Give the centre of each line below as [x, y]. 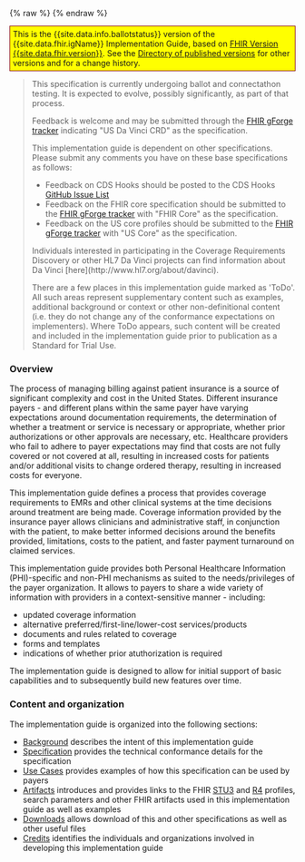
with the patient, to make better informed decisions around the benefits [143, 532]
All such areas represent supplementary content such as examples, [157, 297]
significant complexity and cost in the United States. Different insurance [144, 398]
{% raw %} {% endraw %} [59, 13]
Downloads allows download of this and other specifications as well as [155, 818]
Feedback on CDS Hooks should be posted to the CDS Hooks [160, 185]
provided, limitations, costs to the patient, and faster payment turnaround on [152, 541]
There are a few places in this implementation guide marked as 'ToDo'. [163, 288]
